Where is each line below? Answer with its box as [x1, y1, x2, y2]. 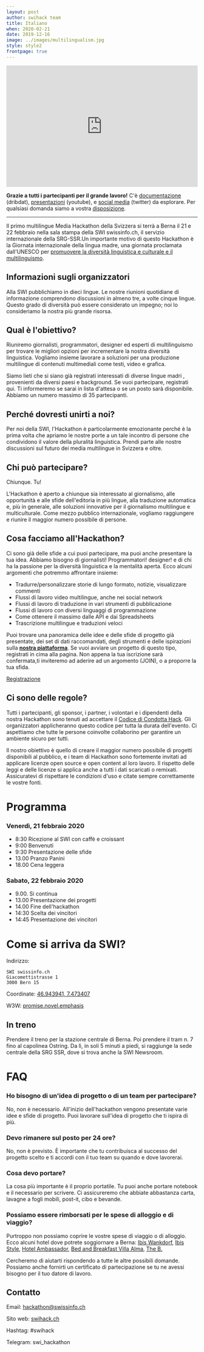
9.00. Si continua [15, 890, 58, 897]
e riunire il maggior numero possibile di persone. [6, 516, 127, 523]
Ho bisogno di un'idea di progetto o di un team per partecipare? [6, 1092, 197, 1100]
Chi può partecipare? [6, 462, 88, 472]
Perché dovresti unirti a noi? [6, 409, 115, 420]
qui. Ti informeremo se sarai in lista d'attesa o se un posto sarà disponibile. [6, 385, 194, 392]
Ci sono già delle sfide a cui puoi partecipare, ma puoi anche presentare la [6, 549, 192, 557]
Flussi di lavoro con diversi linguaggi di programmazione [15, 606, 157, 614]
